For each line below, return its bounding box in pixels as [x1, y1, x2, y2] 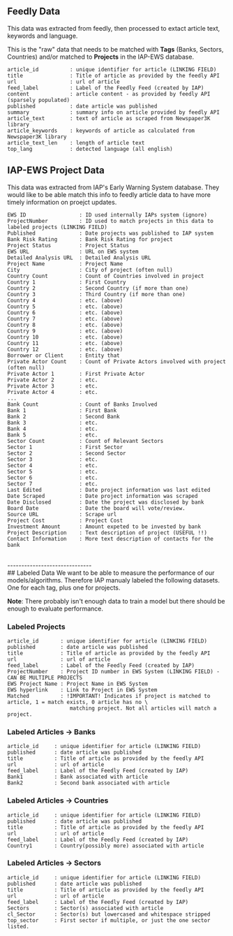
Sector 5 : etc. [7, 468, 98, 475]
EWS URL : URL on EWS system [7, 248, 139, 255]
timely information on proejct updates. [7, 198, 117, 206]
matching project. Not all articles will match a [69, 705, 217, 712]
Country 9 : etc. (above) [7, 328, 123, 335]
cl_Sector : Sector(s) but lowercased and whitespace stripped [7, 911, 211, 918]
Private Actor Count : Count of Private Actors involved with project [7, 358, 227, 365]
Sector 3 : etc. [7, 455, 98, 463]
